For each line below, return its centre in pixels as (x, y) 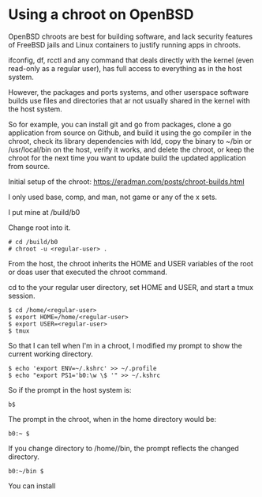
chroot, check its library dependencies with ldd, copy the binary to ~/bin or (130, 141)
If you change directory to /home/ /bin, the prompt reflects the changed (124, 448)
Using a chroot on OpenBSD (101, 15)
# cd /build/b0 (33, 242)
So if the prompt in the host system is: (70, 390)
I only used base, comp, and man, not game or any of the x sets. (113, 197)
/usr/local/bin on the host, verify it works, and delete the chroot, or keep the (131, 149)
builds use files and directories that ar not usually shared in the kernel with (129, 100)
